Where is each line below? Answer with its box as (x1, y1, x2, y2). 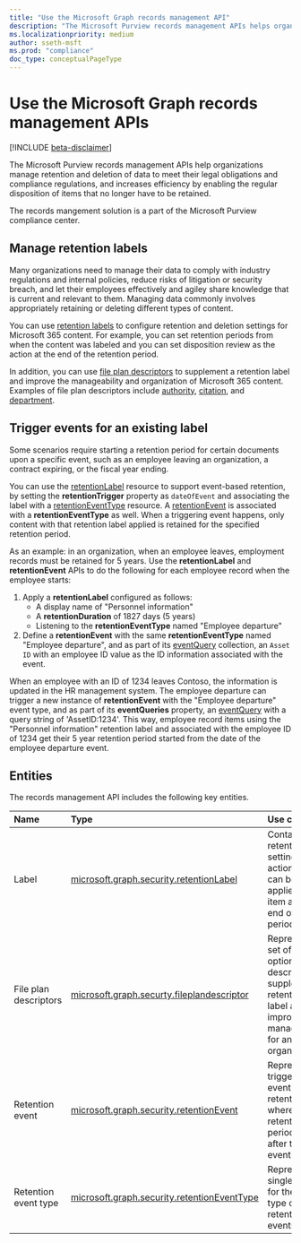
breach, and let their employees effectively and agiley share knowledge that (9, 283, 289, 294)
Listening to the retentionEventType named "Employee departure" (35, 620, 282, 631)
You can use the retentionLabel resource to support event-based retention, (9, 480, 286, 491)
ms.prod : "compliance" (9, 47, 94, 56)
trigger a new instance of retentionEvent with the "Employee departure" (9, 695, 277, 705)
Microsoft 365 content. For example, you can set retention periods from (9, 329, 273, 341)
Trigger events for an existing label (9, 420, 209, 436)
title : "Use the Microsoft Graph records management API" (9, 13, 230, 22)
